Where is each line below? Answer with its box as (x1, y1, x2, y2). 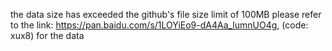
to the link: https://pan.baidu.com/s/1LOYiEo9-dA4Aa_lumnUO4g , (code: (10, 19, 309, 31)
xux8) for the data (10, 30, 85, 41)
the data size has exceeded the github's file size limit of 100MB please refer (10, 9, 322, 20)
